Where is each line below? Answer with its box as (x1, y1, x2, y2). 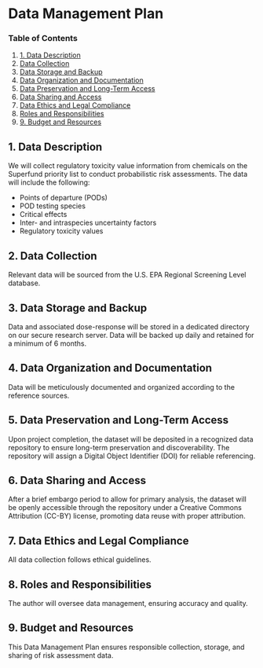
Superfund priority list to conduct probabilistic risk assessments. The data (8, 170, 248, 179)
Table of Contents (8, 33, 79, 44)
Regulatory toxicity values (19, 226, 104, 236)
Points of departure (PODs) (19, 193, 108, 203)
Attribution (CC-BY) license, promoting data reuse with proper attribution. (8, 512, 246, 521)
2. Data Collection (8, 249, 97, 262)
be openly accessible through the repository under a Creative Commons (8, 503, 242, 512)
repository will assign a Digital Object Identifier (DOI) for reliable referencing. (8, 451, 256, 461)
